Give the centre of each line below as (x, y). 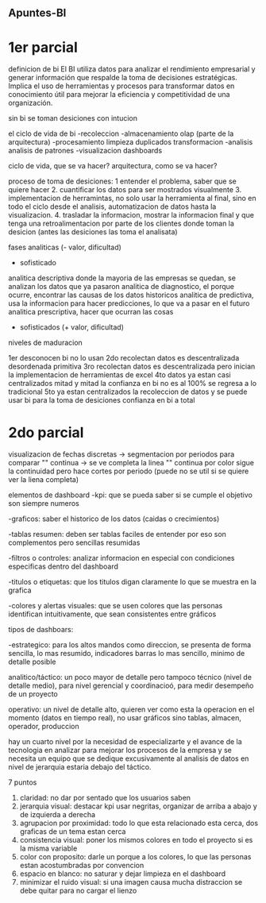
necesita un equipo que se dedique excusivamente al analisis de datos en (129, 758)
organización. (31, 103)
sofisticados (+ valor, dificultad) (72, 327)
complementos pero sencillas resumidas (74, 542)
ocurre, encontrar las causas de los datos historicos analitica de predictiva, (131, 295)
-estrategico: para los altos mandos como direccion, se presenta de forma (130, 645)
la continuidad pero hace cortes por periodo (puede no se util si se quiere (129, 471)
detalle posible (32, 662)
